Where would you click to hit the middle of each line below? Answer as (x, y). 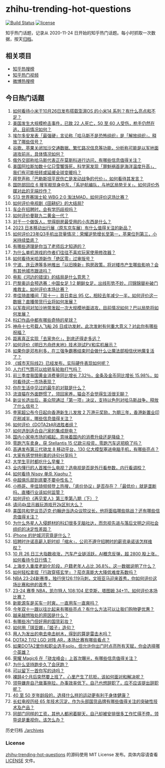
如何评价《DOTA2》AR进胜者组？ (45, 425)
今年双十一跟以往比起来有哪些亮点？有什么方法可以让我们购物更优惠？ (83, 609)
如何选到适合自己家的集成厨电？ (45, 430)
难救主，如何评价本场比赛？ (41, 289)
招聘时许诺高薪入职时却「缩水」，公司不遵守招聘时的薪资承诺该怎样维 (82, 541)
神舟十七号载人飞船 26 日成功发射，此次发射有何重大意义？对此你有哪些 (85, 326)
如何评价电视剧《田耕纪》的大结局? (48, 203)
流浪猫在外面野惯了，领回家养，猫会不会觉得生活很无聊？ (71, 394)
